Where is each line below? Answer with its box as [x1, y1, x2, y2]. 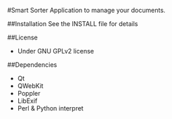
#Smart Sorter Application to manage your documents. [7, 6, 166, 14]
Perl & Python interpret [17, 104, 84, 112]
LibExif [17, 96, 38, 105]
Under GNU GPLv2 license [17, 47, 95, 55]
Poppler [17, 89, 41, 97]
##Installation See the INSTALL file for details [7, 20, 138, 27]
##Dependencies [7, 61, 58, 69]
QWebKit [17, 82, 44, 90]
